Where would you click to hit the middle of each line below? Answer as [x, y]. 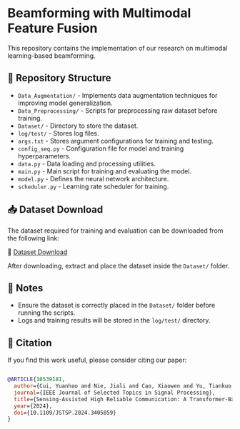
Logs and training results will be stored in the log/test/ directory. [114, 321]
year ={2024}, [33, 406]
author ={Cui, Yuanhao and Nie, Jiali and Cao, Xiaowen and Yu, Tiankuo [123, 386]
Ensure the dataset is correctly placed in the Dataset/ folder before [116, 306]
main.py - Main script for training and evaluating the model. [104, 171]
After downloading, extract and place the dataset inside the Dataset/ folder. [119, 266]
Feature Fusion [52, 28]
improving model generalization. [65, 103]
